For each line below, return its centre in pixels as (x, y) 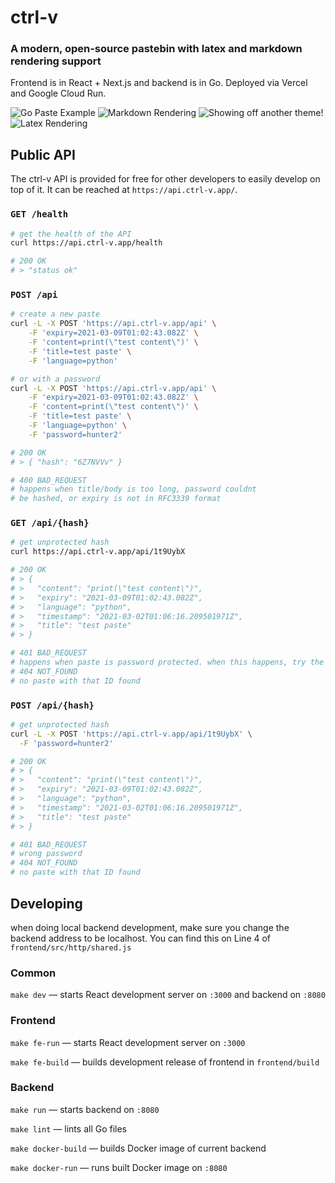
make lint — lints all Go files (69, 1128)
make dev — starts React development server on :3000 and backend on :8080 (168, 995)
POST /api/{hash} (52, 705)
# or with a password (55, 379)
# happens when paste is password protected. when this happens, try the (167, 662)
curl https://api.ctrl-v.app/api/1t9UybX (98, 552)
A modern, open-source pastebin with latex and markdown (156, 49)
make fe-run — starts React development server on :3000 (128, 1042)
